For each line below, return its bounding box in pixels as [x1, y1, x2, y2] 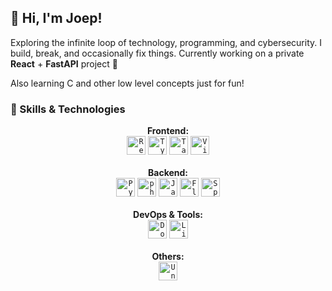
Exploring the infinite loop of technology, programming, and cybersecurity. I [10, 36, 322, 48]
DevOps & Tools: [133, 209, 203, 221]
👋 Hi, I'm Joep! [10, 10, 103, 27]
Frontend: [146, 125, 190, 137]
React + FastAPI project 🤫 [10, 57, 118, 70]
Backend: [148, 167, 188, 179]
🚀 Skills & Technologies [10, 102, 126, 116]
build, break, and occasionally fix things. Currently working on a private [10, 47, 305, 59]
